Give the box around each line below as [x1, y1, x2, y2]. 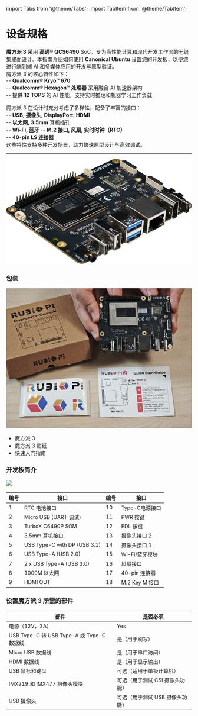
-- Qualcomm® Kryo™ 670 [6, 77, 71, 84]
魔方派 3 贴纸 [14, 442, 47, 449]
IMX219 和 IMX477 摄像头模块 [8, 680, 84, 688]
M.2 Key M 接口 [121, 579, 159, 586]
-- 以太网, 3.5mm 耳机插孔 [6, 118, 71, 126]
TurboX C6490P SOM [24, 523, 78, 530]
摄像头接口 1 [121, 541, 152, 549]
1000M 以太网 [24, 569, 60, 576]
